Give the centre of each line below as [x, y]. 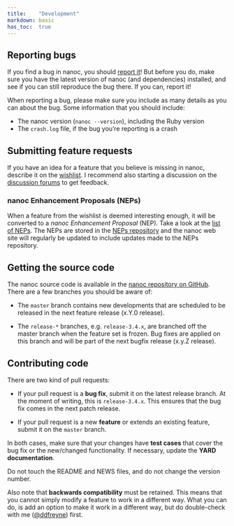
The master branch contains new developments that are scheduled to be [121, 306]
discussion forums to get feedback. [58, 182]
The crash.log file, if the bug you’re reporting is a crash [97, 129]
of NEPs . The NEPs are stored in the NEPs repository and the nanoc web [112, 231]
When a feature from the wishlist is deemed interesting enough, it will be [111, 216]
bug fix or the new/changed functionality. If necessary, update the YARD [112, 450]
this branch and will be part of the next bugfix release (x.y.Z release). [117, 341]
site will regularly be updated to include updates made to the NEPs [103, 238]
